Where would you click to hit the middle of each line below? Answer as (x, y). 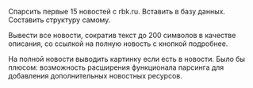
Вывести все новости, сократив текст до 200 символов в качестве (122, 35)
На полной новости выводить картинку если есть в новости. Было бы (127, 59)
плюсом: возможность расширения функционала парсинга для (116, 67)
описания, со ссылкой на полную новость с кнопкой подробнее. (118, 44)
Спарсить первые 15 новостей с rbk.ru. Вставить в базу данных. (117, 11)
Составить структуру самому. (59, 20)
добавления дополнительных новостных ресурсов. (95, 76)
